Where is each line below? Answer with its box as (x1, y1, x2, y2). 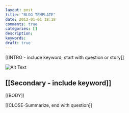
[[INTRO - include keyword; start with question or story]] (5, 54, 124, 60)
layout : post (5, 7, 33, 13)
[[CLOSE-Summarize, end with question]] (5, 102, 93, 108)
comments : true (5, 21, 38, 27)
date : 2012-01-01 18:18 (5, 17, 56, 22)
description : (5, 31, 33, 36)
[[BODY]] (5, 92, 24, 98)
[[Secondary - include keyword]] (5, 79, 112, 88)
